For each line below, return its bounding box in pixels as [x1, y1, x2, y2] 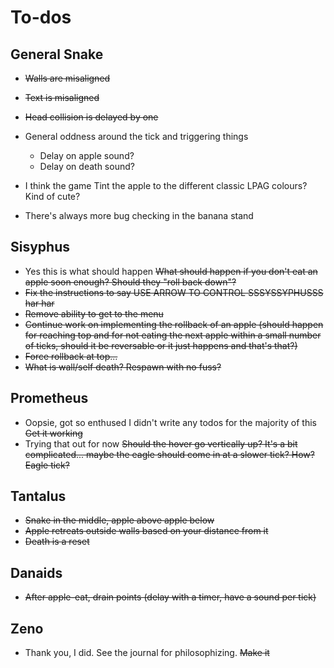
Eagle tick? [24, 459, 70, 471]
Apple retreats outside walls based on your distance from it [24, 525, 269, 537]
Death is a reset [24, 536, 90, 548]
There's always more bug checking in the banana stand [24, 210, 254, 221]
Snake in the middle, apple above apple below [24, 514, 215, 526]
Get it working [24, 427, 83, 439]
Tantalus [10, 488, 67, 505]
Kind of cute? [24, 191, 81, 202]
